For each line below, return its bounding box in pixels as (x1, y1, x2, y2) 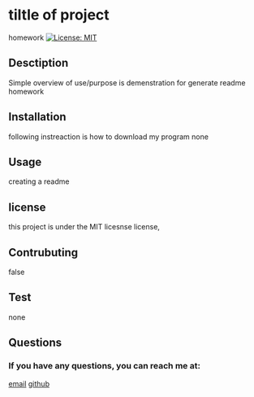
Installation (8, 110, 67, 124)
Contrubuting (8, 246, 79, 260)
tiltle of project (8, 6, 110, 24)
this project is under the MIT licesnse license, (8, 222, 161, 232)
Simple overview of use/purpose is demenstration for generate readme (8, 77, 246, 87)
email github (8, 378, 50, 388)
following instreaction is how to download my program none (8, 132, 209, 142)
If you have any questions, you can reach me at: (8, 360, 201, 372)
